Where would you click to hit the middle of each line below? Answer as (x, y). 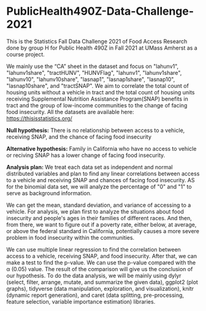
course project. (25, 54)
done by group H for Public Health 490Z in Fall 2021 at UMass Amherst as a (102, 48)
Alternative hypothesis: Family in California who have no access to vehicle (101, 148)
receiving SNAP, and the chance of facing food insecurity (79, 137)
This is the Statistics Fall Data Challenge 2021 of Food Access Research (97, 41)
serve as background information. (49, 193)
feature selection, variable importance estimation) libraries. (81, 301)
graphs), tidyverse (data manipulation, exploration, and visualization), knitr (100, 288)
